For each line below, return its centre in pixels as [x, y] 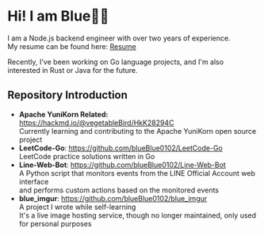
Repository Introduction [68, 95]
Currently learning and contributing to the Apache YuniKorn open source [138, 131]
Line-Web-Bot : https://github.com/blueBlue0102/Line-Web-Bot [122, 165]
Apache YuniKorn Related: [63, 114]
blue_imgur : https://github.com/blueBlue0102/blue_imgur [113, 198]
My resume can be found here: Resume [72, 46]
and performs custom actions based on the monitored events [119, 190]
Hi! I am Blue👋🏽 [58, 16]
